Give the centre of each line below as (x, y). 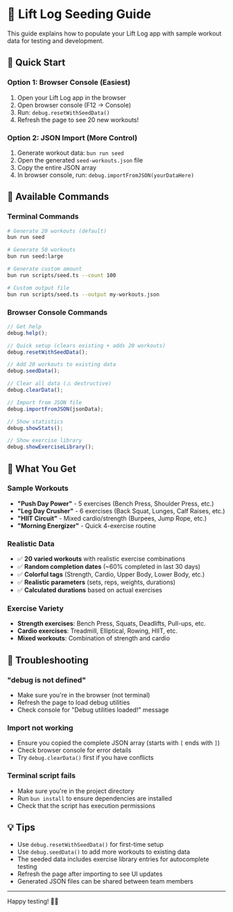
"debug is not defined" (47, 680)
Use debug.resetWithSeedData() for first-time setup (90, 844)
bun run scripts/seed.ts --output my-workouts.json (83, 295)
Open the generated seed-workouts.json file (80, 160)
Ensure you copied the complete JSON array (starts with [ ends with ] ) (119, 743)
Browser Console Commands (57, 312)
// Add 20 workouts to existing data (62, 365)
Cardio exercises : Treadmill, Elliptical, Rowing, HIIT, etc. (97, 631)
